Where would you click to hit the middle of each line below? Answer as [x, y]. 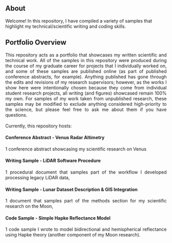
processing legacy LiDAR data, [38, 178]
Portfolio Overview [36, 42]
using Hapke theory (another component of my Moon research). [73, 235]
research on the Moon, [29, 206]
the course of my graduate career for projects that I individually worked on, [86, 66]
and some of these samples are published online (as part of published [86, 71]
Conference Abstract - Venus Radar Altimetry [55, 138]
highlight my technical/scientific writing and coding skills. [66, 26]
